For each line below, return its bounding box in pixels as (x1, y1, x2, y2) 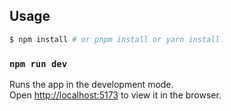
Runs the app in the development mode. (9, 78, 174, 90)
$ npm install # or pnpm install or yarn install (9, 34, 221, 44)
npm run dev (9, 58, 68, 69)
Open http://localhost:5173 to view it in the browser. (9, 89, 222, 101)
